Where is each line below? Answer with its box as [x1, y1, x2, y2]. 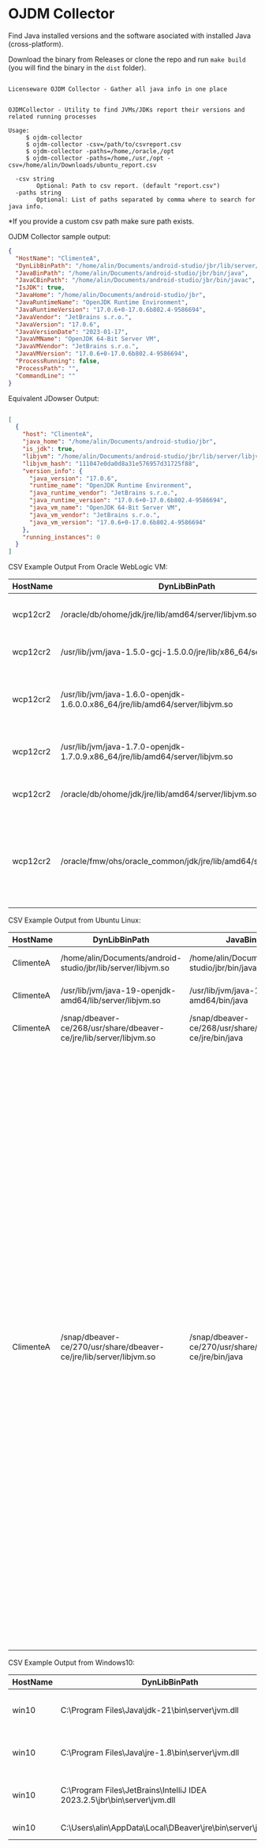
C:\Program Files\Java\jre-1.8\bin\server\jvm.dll [60, 1747, 240, 1758]
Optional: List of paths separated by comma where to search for [36, 195, 256, 204]
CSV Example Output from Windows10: [8, 1658, 136, 1667]
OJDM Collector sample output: [8, 231, 111, 241]
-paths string [15, 189, 62, 197]
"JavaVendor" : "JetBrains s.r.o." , [15, 313, 132, 321]
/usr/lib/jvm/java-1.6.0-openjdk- [60, 689, 186, 700]
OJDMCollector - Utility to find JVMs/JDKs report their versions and [8, 106, 245, 114]
